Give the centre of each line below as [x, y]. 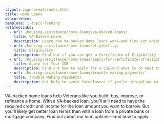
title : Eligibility [34, 50]
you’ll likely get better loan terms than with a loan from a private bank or [77, 111]
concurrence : [18, 18]
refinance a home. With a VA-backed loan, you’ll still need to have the [75, 101]
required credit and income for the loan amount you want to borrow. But [77, 106]
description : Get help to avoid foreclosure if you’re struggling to [86, 82]
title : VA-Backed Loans [38, 37]
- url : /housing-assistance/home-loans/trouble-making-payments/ [77, 73]
